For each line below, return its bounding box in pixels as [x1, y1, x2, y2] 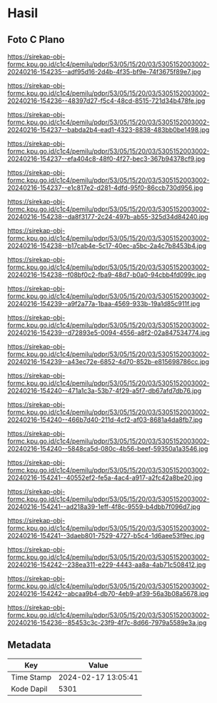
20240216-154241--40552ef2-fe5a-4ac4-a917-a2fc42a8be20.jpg [7, 473, 203, 482]
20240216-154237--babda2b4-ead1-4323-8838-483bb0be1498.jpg [7, 126, 210, 133]
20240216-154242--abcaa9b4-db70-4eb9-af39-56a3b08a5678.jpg [7, 590, 209, 597]
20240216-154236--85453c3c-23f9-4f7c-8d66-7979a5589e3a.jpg [7, 619, 207, 627]
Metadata [7, 639, 51, 651]
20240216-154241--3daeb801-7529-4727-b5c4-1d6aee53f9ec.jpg [7, 532, 205, 540]
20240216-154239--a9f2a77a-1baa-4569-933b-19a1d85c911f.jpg [7, 300, 201, 308]
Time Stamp [11, 672, 52, 682]
